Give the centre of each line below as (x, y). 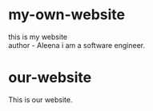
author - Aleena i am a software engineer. (77, 45)
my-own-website (67, 15)
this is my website (38, 37)
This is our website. (40, 99)
